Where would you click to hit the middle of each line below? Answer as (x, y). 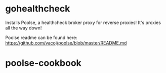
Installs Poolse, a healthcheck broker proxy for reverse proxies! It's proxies (83, 22)
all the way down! (24, 27)
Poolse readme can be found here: (41, 37)
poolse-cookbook (44, 63)
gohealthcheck (38, 9)
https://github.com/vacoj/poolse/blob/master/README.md (66, 42)
